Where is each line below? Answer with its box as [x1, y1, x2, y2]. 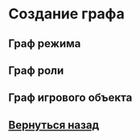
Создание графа [8, 5, 125, 23]
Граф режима [8, 37, 81, 50]
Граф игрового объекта [8, 91, 133, 105]
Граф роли [8, 63, 64, 77]
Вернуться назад [8, 118, 100, 132]
